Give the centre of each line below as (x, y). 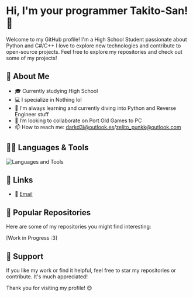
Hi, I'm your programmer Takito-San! (97, 11)
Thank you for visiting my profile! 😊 (49, 288)
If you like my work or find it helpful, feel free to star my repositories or (91, 270)
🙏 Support (25, 256)
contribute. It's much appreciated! (47, 277)
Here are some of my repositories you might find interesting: (79, 227)
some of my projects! (32, 58)
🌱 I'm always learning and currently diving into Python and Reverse (95, 108)
